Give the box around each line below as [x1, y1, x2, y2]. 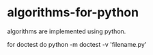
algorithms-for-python [7, 5, 139, 20]
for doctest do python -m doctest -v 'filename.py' [7, 40, 147, 48]
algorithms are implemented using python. [7, 27, 126, 35]
